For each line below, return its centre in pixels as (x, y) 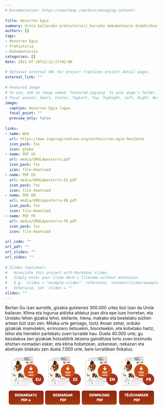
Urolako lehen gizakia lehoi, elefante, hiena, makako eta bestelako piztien (78, 318)
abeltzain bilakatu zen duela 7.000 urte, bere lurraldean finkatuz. (69, 349)
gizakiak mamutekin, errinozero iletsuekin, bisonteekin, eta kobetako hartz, (80, 328)
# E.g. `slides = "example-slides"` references (56, 283)
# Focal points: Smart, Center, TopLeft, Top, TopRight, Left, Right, (78, 98)
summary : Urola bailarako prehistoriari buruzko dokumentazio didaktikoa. (82, 26)
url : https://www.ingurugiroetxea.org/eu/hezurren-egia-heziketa (77, 139)
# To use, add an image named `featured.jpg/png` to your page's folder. (81, 93)
